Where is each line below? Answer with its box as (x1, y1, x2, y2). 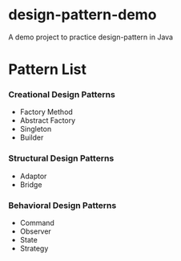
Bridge (19, 179, 42, 190)
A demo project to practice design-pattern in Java (8, 32, 174, 42)
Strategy (19, 243, 49, 254)
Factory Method (19, 107, 74, 117)
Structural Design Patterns (8, 153, 115, 164)
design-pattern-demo (8, 6, 157, 24)
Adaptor (19, 171, 47, 181)
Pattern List (8, 60, 86, 79)
